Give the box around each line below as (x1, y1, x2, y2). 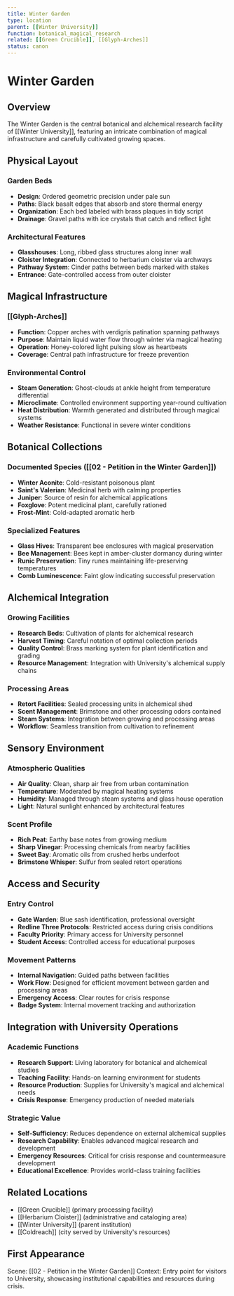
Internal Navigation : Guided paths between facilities (17, 971, 170, 979)
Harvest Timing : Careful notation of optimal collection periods (17, 636, 198, 645)
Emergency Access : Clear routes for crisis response (17, 993, 170, 1002)
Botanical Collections (7, 441, 103, 453)
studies (17, 1066, 39, 1074)
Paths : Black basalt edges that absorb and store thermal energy (17, 199, 202, 208)
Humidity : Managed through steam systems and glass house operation (17, 794, 223, 803)
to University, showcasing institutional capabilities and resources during (7, 1274, 215, 1283)
